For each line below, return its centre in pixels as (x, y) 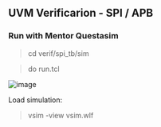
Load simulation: (35, 100)
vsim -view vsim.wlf (61, 115)
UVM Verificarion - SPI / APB (81, 13)
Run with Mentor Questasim (63, 36)
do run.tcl (43, 69)
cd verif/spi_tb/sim (58, 53)
